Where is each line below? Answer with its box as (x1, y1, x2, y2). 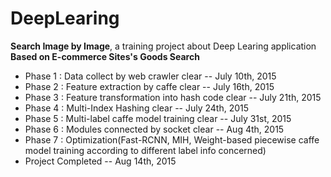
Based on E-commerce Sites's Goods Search (10, 50, 200, 62)
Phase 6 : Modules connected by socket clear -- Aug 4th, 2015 (24, 123, 285, 135)
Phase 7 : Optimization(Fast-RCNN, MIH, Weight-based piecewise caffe (24, 133, 320, 146)
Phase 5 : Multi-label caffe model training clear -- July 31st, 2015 (24, 112, 292, 124)
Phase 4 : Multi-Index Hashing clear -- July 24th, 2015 (24, 102, 250, 114)
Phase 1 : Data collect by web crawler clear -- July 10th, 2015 (24, 70, 277, 82)
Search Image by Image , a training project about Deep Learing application (10, 40, 317, 52)
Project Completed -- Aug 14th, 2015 (24, 155, 177, 167)
